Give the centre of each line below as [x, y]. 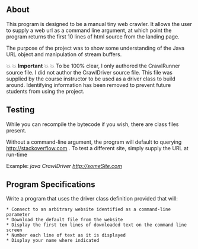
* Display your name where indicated [53, 241]
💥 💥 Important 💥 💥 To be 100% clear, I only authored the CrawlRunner [93, 66]
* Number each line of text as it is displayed [66, 235]
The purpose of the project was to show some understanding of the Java [95, 48]
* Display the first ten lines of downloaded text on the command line [96, 225]
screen [14, 230]
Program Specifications [51, 185]
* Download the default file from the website [65, 220]
